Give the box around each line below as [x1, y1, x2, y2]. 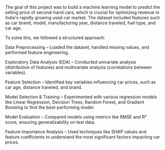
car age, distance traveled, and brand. [5, 84, 83, 90]
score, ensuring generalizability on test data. [5, 119, 96, 125]
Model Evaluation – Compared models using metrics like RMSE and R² [5, 114, 147, 120]
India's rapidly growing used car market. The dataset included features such [5, 15, 160, 20]
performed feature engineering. [5, 49, 69, 55]
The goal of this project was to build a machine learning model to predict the [5, 4, 160, 10]
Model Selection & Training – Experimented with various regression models [5, 94, 157, 100]
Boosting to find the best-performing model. [5, 105, 95, 110]
